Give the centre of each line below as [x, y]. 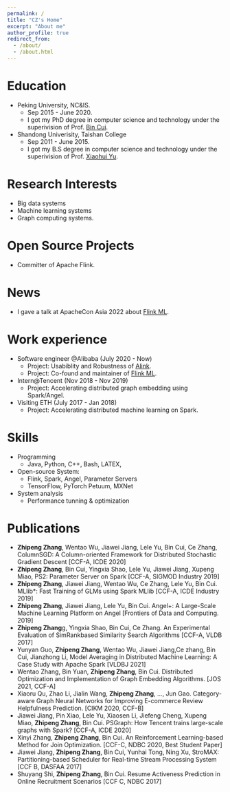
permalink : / [26, 13]
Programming [36, 457]
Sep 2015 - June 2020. [60, 112]
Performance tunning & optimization [78, 501]
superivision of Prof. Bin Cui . [68, 127]
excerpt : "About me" [37, 26]
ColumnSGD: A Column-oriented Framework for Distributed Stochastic [117, 554]
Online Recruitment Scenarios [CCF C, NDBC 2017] [89, 782]
